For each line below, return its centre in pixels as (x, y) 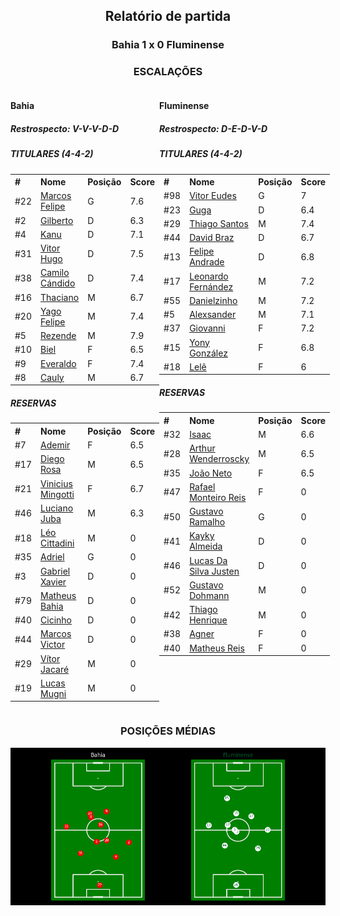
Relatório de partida (168, 16)
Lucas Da (208, 560)
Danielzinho (213, 300)
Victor (53, 645)
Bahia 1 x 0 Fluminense (168, 45)
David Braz (212, 238)
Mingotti (57, 494)
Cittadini (57, 543)
